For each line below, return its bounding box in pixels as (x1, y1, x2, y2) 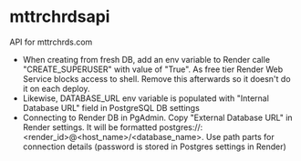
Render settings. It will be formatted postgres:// (22, 121, 201, 133)
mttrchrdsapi (9, 6, 110, 27)
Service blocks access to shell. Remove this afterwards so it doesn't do (22, 73, 291, 84)
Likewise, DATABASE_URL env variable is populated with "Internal (22, 93, 269, 104)
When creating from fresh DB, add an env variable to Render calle (22, 54, 271, 65)
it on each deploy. (22, 83, 90, 94)
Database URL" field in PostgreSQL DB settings (22, 102, 201, 113)
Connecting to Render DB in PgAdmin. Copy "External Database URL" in (22, 112, 294, 123)
